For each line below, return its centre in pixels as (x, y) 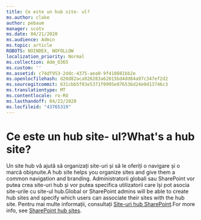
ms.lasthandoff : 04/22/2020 (42, 101)
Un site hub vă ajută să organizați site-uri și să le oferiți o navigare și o (93, 166)
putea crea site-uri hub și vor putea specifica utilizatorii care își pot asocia (98, 185)
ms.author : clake (28, 17)
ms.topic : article (29, 46)
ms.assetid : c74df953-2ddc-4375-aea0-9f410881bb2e (71, 73)
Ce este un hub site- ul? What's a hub (100, 136)
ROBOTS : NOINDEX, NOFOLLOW (40, 51)
